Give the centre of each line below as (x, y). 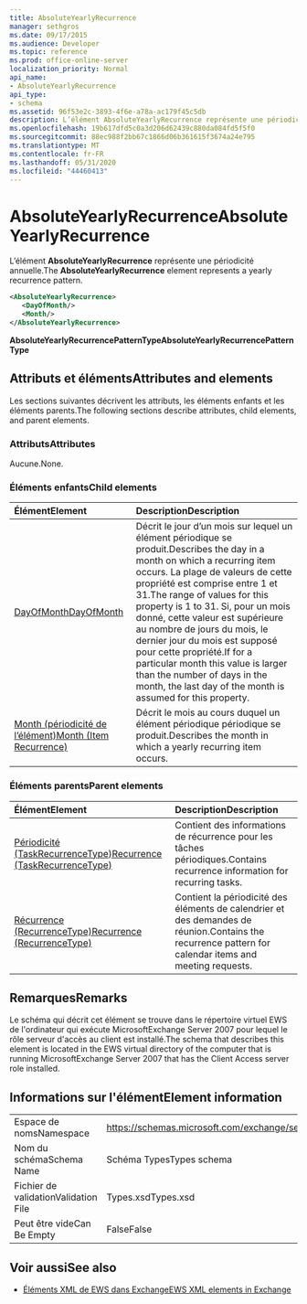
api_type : (28, 94)
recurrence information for (232, 871)
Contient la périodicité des (231, 897)
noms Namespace (52, 1133)
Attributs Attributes (53, 444)
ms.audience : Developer (55, 43)
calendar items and (216, 954)
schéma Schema (49, 1160)
